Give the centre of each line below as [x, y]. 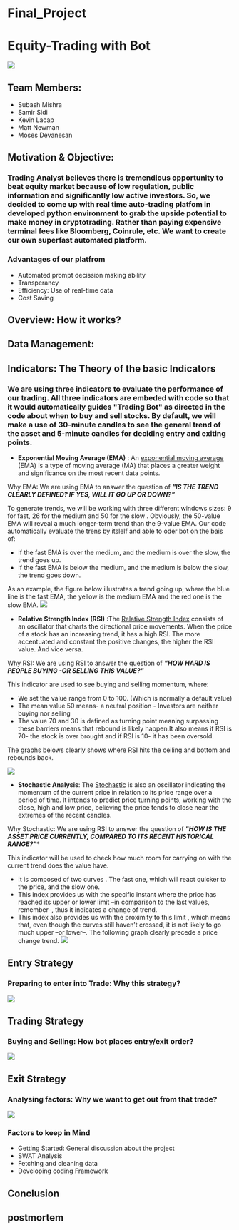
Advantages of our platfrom [56, 260]
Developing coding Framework [63, 1171]
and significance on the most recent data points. [89, 473]
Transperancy [38, 283]
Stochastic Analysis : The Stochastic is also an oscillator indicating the [122, 785]
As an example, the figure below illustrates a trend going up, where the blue [119, 589]
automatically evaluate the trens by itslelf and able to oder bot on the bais [115, 531]
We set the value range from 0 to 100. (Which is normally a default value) [125, 698]
